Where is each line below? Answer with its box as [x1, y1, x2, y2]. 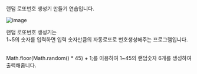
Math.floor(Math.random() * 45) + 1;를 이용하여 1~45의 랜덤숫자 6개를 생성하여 [6, 55, 192, 61]
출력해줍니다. [6, 62, 37, 69]
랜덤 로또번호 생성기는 [6, 29, 57, 36]
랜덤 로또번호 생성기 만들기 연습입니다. [6, 5, 94, 12]
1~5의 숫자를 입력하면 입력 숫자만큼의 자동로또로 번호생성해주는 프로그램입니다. [6, 36, 188, 43]
